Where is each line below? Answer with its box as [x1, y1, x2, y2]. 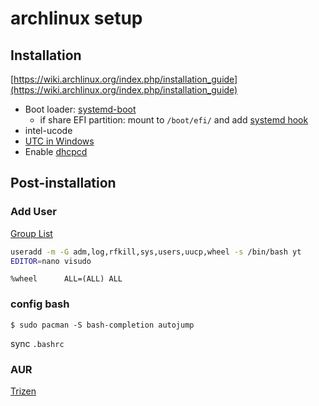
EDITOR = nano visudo [10, 256, 92, 266]
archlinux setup [10, 7, 143, 30]
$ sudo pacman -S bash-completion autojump [10, 320, 195, 330]
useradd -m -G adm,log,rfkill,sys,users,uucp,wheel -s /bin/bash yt [10, 247, 302, 257]
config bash [10, 297, 70, 311]
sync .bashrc [10, 337, 65, 349]
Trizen [10, 385, 37, 397]
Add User [10, 205, 57, 219]
